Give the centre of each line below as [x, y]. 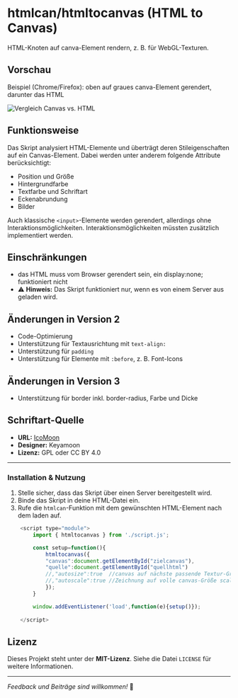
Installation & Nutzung [46, 477]
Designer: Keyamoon [49, 445]
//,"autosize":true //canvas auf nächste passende [123, 574]
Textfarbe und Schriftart [53, 191]
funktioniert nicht [42, 282]
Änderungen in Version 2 [64, 319]
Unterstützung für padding [56, 351]
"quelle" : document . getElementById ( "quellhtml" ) [117, 568]
